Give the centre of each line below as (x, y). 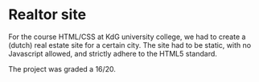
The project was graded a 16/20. (62, 68)
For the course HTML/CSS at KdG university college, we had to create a (127, 37)
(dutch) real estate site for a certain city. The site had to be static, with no (130, 45)
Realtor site (47, 15)
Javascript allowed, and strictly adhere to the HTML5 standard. (113, 53)
